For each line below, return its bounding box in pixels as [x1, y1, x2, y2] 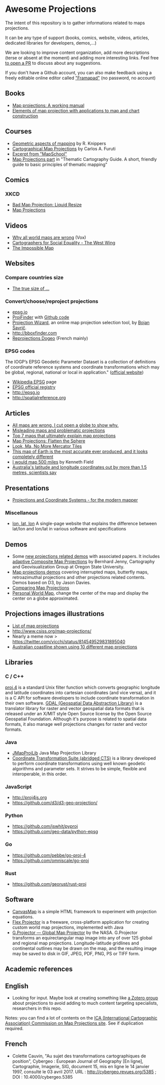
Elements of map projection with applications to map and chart [12, 107, 140, 113]
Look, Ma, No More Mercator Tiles [12, 443, 82, 449]
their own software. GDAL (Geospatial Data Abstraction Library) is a [5, 700, 142, 706]
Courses [5, 127, 32, 136]
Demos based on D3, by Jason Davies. [12, 580, 91, 586]
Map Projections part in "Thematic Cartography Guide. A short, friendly [12, 156, 157, 162]
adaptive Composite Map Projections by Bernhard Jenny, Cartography [12, 559, 155, 565]
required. [5, 1026, 24, 1032]
